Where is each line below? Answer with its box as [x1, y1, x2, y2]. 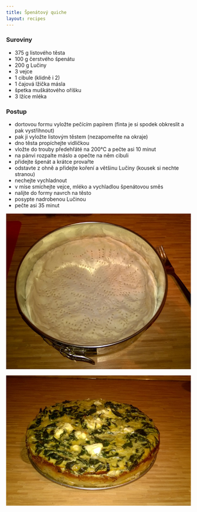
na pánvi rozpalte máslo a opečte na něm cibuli [14, 152, 129, 159]
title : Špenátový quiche [6, 9, 67, 15]
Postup [6, 107, 28, 116]
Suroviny [6, 36, 32, 44]
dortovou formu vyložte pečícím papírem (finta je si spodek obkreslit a [14, 121, 185, 128]
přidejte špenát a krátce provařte [14, 159, 94, 166]
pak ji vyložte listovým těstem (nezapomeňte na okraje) [14, 133, 148, 140]
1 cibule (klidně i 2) [14, 74, 60, 81]
